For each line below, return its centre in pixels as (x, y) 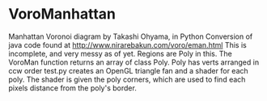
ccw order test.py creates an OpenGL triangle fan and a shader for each (128, 70)
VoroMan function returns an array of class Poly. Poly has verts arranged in (134, 62)
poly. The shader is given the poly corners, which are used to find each (127, 79)
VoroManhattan (62, 14)
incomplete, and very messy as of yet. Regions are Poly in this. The (120, 53)
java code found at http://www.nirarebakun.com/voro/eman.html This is (127, 44)
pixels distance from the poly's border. (73, 88)
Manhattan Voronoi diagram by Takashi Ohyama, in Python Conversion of (131, 36)
